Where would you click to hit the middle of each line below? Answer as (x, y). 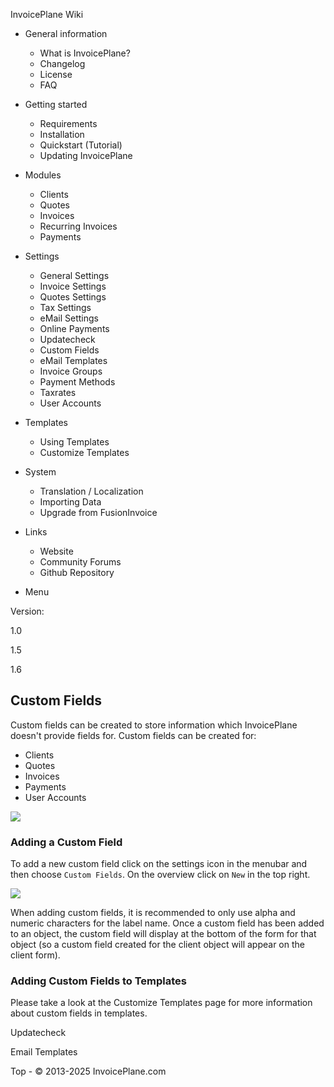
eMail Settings (69, 318)
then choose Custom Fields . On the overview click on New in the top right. (160, 875)
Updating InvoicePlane (86, 155)
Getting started (56, 104)
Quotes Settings (73, 297)
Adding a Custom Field (66, 842)
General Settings (74, 275)
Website (56, 551)
